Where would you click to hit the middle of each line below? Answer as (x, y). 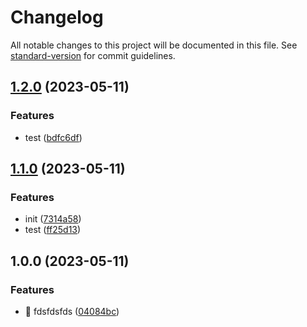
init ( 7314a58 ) (53, 219)
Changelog (57, 17)
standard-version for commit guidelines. (93, 55)
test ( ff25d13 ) (53, 230)
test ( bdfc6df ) (53, 137)
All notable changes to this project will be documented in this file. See (154, 45)
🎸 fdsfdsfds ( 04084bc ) (72, 311)
